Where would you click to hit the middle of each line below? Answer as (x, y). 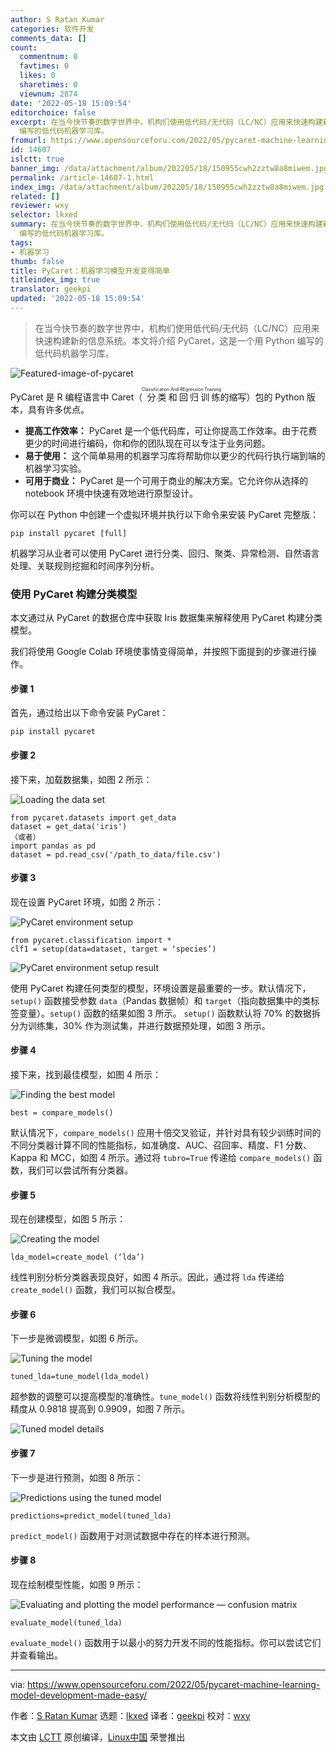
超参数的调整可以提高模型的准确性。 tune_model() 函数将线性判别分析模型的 (165, 1397)
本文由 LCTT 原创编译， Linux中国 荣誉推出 (98, 1737)
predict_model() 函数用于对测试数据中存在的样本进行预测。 (133, 1535)
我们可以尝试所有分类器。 (80, 1170)
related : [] (35, 196)
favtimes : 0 (44, 66)
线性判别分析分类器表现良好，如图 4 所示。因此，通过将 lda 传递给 (147, 1277)
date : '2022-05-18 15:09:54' (71, 103)
